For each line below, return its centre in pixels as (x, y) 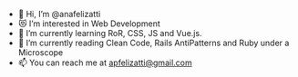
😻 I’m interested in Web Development (89, 24)
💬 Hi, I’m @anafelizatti (59, 14)
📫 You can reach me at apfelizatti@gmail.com (105, 63)
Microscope (41, 53)
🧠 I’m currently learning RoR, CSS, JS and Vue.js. (110, 33)
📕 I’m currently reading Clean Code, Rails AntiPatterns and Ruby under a (154, 43)
